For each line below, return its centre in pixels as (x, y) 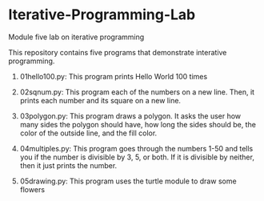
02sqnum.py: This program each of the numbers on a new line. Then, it (137, 92)
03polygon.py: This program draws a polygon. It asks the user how (130, 116)
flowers (32, 189)
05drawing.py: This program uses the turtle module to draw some (128, 181)
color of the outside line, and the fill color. (88, 133)
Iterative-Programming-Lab (102, 15)
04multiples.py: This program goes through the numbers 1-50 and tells (136, 148)
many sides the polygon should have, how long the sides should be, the (138, 124)
